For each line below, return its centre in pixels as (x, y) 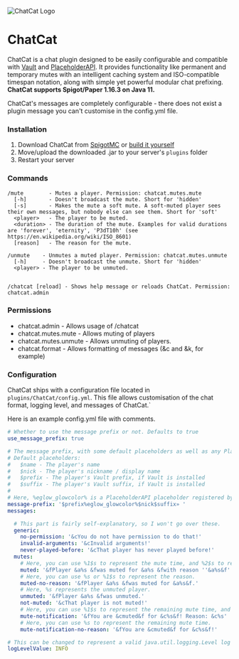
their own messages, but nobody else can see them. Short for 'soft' (113, 212)
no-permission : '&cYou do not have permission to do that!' (111, 537)
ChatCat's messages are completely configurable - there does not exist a (115, 103)
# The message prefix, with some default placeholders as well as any (114, 451)
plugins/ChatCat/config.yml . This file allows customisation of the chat (110, 397)
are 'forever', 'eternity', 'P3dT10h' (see (73, 230)
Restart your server (46, 160)
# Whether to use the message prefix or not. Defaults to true (103, 432)
